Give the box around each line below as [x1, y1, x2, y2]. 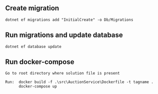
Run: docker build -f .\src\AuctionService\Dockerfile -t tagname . [5, 79, 154, 84]
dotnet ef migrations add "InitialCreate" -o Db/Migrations [5, 17, 134, 22]
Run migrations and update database [5, 31, 123, 39]
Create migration [5, 4, 59, 12]
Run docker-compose [5, 57, 74, 66]
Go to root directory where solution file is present [5, 71, 120, 76]
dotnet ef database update [5, 44, 62, 49]
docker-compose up [18, 84, 57, 89]
